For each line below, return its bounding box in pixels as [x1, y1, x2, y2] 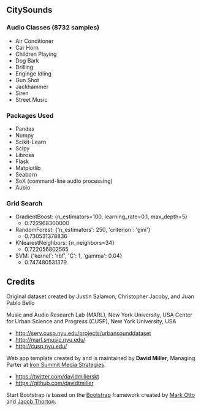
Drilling [15, 63, 34, 71]
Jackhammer [15, 83, 49, 90]
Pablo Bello [6, 299, 35, 307]
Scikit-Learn [15, 138, 47, 145]
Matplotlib [15, 164, 41, 171]
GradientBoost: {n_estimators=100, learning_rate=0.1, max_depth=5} [15, 213, 188, 220]
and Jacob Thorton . [6, 398, 56, 405]
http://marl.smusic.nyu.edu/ [15, 336, 86, 344]
